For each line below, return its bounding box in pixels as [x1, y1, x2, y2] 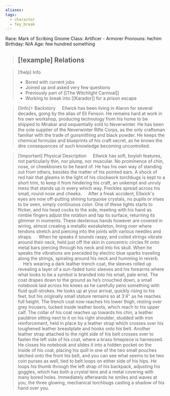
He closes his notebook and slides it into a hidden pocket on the [17, 342, 152, 348]
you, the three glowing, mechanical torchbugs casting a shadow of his [17, 380, 165, 386]
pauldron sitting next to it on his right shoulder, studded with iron [17, 315, 153, 321]
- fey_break [10, 21, 36, 27]
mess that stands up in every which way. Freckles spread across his [17, 185, 160, 191]
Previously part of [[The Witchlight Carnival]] [25, 90, 119, 96]
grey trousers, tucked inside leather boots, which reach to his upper [17, 304, 160, 310]
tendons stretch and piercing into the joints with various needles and [17, 228, 161, 234]
